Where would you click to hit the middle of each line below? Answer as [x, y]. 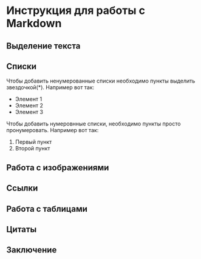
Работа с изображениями [58, 167]
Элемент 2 [29, 106]
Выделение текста [43, 46]
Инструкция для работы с [76, 11]
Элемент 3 [29, 112]
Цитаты [22, 229]
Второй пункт [32, 149]
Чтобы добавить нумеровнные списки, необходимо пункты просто [94, 124]
